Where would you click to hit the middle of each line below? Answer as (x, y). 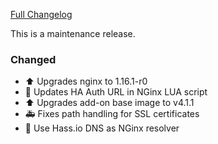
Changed (33, 59)
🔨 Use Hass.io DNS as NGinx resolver (102, 128)
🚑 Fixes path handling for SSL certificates (112, 114)
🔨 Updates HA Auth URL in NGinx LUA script (116, 92)
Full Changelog (41, 14)
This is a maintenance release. (73, 33)
